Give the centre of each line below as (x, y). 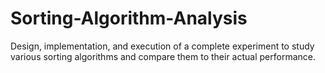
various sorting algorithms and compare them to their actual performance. (163, 56)
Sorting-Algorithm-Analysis (129, 18)
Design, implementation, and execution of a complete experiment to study (162, 46)
